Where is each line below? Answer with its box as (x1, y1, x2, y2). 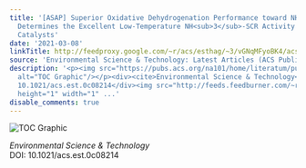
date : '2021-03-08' (9, 38, 84, 48)
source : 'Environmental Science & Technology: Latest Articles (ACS (9, 55, 275, 64)
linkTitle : (9, 47, 51, 56)
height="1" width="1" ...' (17, 89, 120, 98)
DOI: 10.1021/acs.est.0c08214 (9, 150, 120, 161)
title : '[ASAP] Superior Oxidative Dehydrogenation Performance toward (9, 13, 287, 23)
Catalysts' (17, 30, 59, 39)
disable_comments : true (9, 97, 100, 107)
